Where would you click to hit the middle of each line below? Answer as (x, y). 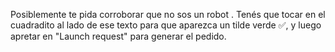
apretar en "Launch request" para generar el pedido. (118, 36)
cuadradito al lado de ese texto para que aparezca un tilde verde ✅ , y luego (166, 25)
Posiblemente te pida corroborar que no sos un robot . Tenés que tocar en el (168, 14)
